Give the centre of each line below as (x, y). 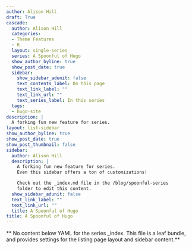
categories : (26, 34)
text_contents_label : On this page (61, 84)
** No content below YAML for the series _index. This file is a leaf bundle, (96, 234)
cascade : (17, 23)
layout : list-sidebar (33, 128)
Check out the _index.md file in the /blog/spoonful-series (93, 183)
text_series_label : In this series (61, 100)
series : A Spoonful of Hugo (46, 56)
